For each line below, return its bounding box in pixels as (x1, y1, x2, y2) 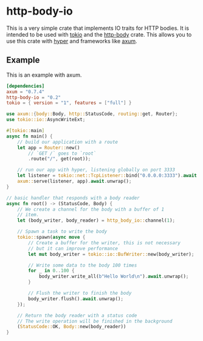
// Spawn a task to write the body (17, 228, 108, 235)
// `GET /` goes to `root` (28, 150, 97, 156)
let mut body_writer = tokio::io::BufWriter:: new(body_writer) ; (28, 251, 194, 257)
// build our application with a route (17, 139, 119, 145)
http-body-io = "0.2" (6, 94, 61, 100)
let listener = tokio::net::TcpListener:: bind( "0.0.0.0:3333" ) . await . (17, 172, 200, 179)
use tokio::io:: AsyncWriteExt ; (6, 117, 86, 123)
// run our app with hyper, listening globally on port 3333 (17, 167, 175, 173)
